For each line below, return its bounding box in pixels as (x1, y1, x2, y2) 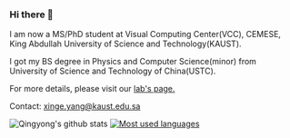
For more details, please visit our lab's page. (9, 84, 175, 94)
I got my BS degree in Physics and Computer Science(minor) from (9, 56, 257, 67)
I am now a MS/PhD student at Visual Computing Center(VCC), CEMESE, (9, 29, 282, 40)
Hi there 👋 (9, 8, 55, 21)
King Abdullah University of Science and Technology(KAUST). (9, 38, 243, 49)
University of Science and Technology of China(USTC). (9, 65, 216, 76)
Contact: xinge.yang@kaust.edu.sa (9, 101, 141, 112)
